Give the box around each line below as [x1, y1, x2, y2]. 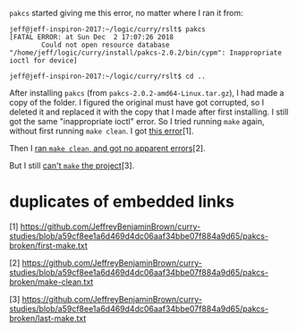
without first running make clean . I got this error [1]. [9, 125, 194, 136]
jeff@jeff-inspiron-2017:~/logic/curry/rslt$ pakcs [9, 25, 206, 34]
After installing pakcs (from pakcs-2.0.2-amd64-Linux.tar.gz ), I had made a [9, 88, 284, 98]
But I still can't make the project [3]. [9, 160, 135, 171]
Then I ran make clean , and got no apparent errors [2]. [9, 143, 206, 153]
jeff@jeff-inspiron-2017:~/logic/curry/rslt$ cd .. [9, 72, 206, 81]
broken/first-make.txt [9, 240, 88, 251]
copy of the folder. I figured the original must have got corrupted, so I [9, 98, 265, 107]
